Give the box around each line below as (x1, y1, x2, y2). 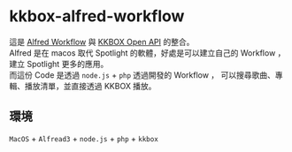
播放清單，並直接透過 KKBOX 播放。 (24, 80, 157, 91)
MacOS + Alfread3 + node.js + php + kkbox (9, 133, 159, 143)
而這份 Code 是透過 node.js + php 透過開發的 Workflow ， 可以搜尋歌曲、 (9, 69, 276, 80)
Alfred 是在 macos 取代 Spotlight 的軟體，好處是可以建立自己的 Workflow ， (9, 47, 286, 58)
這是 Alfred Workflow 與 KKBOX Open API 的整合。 (9, 36, 195, 47)
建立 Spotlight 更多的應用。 (9, 58, 109, 69)
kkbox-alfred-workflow (9, 6, 185, 27)
